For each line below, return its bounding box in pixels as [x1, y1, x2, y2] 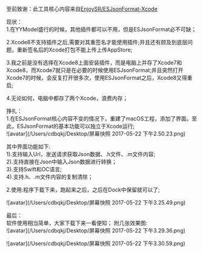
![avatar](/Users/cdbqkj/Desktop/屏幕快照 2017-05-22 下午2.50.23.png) [6, 130, 186, 137]
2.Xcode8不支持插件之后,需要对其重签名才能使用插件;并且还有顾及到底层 [6, 39, 188, 45]
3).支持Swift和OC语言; [6, 166, 62, 172]
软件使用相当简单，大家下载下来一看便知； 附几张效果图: [6, 220, 147, 226]
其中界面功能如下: [6, 143, 51, 150]
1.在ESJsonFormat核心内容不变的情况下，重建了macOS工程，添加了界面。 [6, 115, 192, 122]
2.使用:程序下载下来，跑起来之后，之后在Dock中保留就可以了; [6, 186, 161, 193]
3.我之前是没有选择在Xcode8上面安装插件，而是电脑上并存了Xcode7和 [6, 59, 182, 66]
